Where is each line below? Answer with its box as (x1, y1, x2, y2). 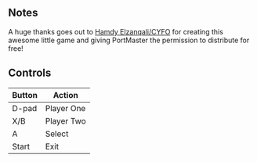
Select (45, 128, 69, 139)
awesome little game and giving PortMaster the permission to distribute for (8, 35, 250, 45)
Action (52, 89, 78, 100)
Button (12, 89, 38, 100)
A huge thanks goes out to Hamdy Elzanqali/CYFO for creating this (8, 27, 223, 36)
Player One (45, 103, 86, 113)
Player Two (45, 115, 86, 126)
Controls (8, 67, 52, 80)
